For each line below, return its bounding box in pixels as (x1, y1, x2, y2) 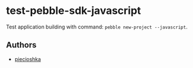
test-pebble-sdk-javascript (6, 4, 142, 17)
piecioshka (14, 55, 41, 62)
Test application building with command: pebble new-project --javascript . (6, 23, 188, 30)
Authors (6, 40, 37, 50)
